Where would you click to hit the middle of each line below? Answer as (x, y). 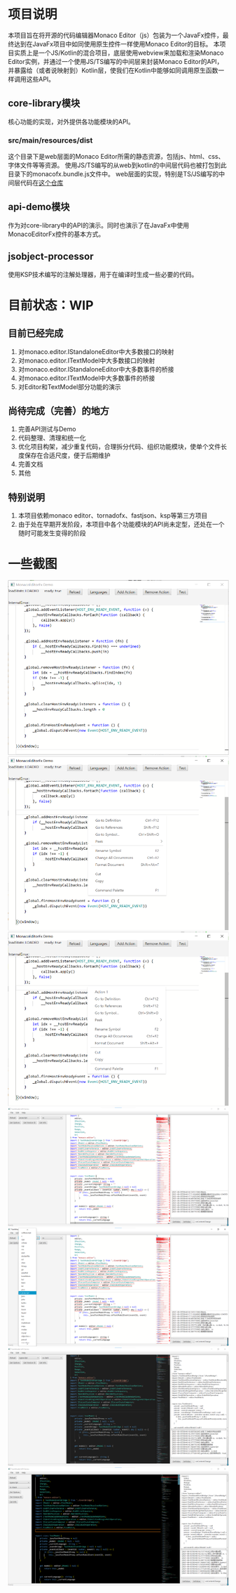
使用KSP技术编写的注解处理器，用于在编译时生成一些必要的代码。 (103, 274)
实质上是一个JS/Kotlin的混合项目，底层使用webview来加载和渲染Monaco (119, 53)
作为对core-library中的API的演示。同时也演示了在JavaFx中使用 (99, 225)
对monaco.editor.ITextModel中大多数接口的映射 (86, 360)
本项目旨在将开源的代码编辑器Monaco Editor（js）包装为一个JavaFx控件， (115, 35)
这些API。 (41, 79)
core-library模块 (44, 104)
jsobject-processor (51, 257)
